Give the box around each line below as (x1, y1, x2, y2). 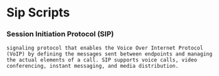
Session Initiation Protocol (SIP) (6, 29, 114, 39)
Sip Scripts (6, 5, 70, 21)
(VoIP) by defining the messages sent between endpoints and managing (6, 51, 213, 58)
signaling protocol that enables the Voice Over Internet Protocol (6, 45, 204, 52)
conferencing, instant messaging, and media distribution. (6, 63, 179, 70)
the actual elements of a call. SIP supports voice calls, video (6, 57, 197, 64)
